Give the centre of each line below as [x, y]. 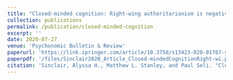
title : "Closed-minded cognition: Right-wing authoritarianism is [105, 14]
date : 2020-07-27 [32, 40]
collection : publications [44, 20]
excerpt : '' [24, 33]
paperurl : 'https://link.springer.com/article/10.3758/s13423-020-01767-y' [119, 53]
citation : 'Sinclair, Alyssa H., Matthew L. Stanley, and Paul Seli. [110, 65]
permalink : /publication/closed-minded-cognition [80, 26]
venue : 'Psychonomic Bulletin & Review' [67, 46]
